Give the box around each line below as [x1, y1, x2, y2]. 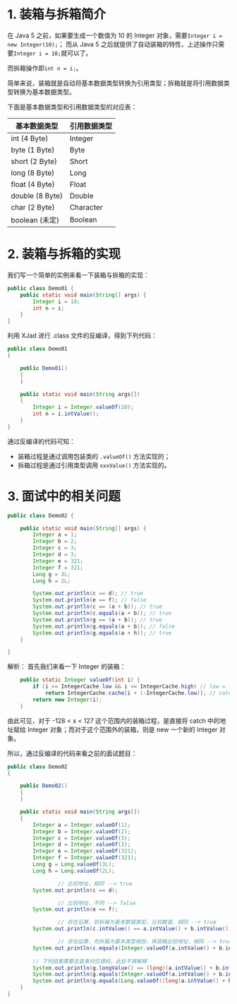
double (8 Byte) [11, 191, 63, 201]
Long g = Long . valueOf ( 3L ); [32, 861, 115, 868]
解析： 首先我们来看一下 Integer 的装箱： [7, 662, 126, 671]
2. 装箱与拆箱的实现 [7, 246, 121, 262]
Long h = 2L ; [32, 577, 71, 585]
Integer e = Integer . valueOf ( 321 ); [32, 848, 138, 855]
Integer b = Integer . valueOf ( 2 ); [32, 827, 131, 835]
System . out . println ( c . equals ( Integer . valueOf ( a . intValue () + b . [32, 944, 226, 952]
